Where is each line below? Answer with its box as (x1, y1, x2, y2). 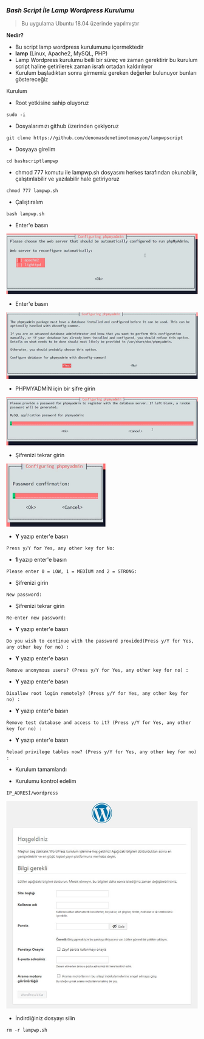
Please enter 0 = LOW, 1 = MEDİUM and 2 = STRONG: (6, 568, 137, 575)
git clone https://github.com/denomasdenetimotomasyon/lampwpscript (6, 135, 183, 141)
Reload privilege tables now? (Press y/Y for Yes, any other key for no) (6, 749, 197, 755)
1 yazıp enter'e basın (15, 556, 67, 564)
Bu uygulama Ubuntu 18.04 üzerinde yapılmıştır (21, 20, 140, 27)
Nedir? (6, 32, 24, 39)
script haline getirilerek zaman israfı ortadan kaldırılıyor (15, 63, 153, 70)
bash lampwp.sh (6, 211, 45, 217)
